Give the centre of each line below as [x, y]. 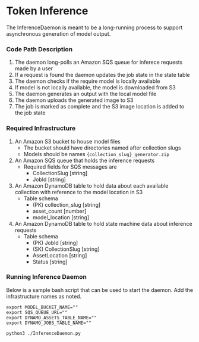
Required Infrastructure [41, 128]
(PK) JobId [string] [55, 242]
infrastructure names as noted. [44, 296]
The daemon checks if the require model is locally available [87, 81]
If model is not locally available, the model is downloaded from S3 [95, 88]
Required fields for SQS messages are [70, 167]
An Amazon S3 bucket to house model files [67, 141]
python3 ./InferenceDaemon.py [44, 333]
